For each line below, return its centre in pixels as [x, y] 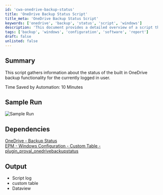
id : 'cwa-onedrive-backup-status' [40, 9]
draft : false [18, 37]
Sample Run [24, 102]
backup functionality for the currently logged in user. [58, 78]
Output [16, 166]
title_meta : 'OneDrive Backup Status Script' [52, 18]
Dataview [21, 188]
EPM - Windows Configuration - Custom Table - [53, 146]
